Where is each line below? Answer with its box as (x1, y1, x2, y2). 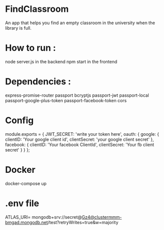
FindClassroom (5, 3, 69, 15)
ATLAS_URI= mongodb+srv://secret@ (5, 214, 82, 220)
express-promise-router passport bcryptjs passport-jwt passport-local (5, 92, 149, 98)
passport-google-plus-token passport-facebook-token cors (5, 97, 127, 103)
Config (5, 115, 34, 126)
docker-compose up (5, 180, 47, 186)
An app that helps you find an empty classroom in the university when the (5, 20, 156, 26)
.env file (5, 197, 40, 209)
